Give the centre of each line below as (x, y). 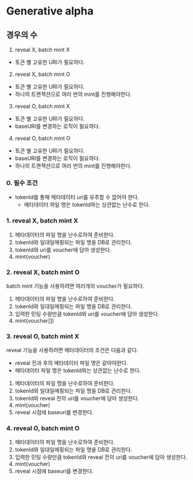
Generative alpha (50, 11)
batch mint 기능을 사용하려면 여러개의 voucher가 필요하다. (75, 286)
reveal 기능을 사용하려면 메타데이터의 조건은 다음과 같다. (72, 350)
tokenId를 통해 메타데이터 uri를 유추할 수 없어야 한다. (77, 197)
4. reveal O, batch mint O (43, 428)
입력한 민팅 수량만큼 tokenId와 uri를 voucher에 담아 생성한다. (87, 314)
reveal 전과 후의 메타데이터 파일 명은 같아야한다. (71, 363)
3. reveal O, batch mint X (43, 336)
